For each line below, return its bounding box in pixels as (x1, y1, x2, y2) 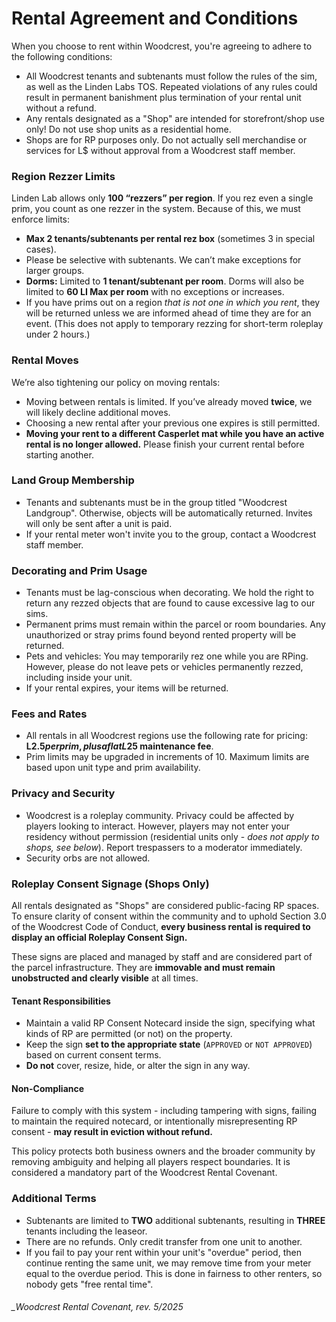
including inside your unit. (25, 672, 133, 684)
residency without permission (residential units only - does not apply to (25, 830, 320, 842)
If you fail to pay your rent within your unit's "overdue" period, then (25, 1246, 302, 1258)
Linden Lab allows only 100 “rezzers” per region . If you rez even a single (11, 192, 314, 204)
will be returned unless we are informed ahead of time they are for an (25, 307, 312, 319)
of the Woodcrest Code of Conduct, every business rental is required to (11, 921, 311, 933)
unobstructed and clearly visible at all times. (11, 972, 199, 984)
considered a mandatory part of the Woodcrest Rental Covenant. (11, 1167, 278, 1179)
